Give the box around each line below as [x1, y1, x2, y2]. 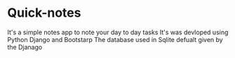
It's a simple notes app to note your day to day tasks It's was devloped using [7, 28, 229, 36]
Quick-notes [7, 5, 81, 21]
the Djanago [7, 43, 43, 51]
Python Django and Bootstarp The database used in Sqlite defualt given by [7, 35, 223, 43]
